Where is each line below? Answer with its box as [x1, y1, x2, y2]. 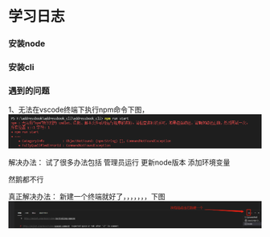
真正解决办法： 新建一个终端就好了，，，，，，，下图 [8, 191, 166, 201]
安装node [8, 38, 46, 49]
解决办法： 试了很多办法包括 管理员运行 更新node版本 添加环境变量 [8, 157, 231, 167]
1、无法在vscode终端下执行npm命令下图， [8, 105, 149, 115]
